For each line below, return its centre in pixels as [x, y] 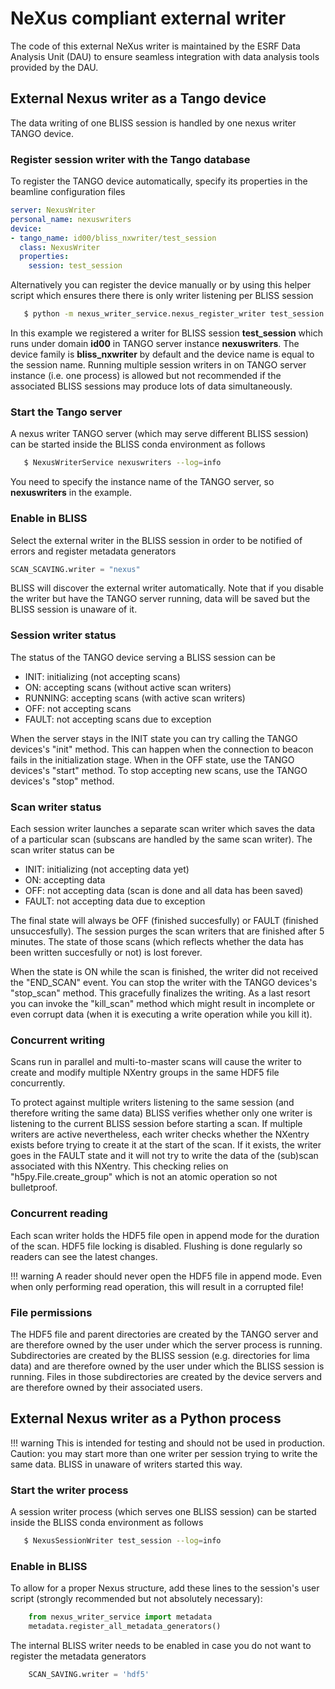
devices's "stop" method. [62, 781]
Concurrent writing [57, 1040]
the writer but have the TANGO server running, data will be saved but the [160, 599]
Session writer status [63, 635]
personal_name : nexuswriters [71, 219]
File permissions [51, 1312]
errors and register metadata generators [93, 551]
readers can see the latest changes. [84, 1256]
